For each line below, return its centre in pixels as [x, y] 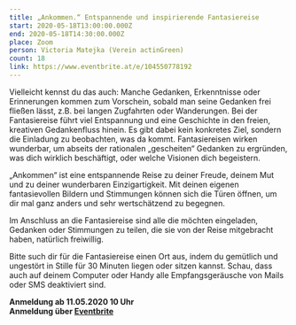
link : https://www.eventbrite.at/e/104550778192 [101, 67]
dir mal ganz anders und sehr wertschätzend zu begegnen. [117, 203]
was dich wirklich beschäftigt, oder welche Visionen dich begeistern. [135, 158]
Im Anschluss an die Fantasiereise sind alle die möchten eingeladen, [134, 220]
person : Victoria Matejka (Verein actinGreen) [97, 50]
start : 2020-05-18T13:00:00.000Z [71, 26]
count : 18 [27, 58]
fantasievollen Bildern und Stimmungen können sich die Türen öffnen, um [143, 193]
